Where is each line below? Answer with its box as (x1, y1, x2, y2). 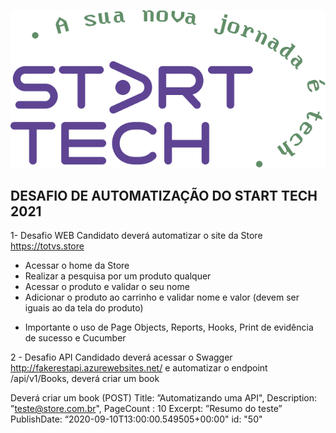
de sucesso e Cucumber (24, 332, 127, 344)
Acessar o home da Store (24, 260, 130, 272)
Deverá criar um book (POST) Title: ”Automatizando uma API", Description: (10, 392, 318, 404)
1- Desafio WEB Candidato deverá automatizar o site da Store (10, 230, 263, 242)
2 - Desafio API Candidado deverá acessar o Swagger (10, 351, 233, 364)
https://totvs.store (10, 240, 85, 252)
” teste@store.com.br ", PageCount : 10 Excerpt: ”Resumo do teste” (10, 403, 283, 415)
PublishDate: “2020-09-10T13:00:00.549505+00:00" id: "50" (10, 413, 263, 425)
